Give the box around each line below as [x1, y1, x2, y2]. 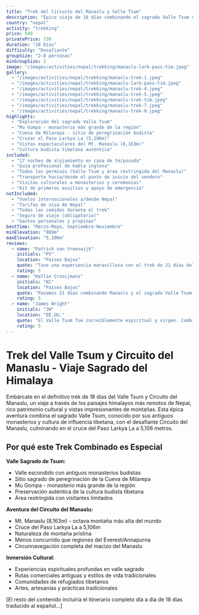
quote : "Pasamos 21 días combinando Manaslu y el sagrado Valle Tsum [17, 290, 192, 296]
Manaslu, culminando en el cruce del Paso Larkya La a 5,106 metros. [6, 425, 174, 432]
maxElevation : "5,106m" [6, 235, 65, 241]
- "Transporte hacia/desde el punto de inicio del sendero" [11, 174, 163, 180]
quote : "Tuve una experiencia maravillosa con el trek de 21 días [17, 262, 184, 269]
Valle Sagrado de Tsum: [6, 458, 66, 465]
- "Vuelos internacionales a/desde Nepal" [11, 196, 118, 202]
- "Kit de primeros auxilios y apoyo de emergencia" [11, 185, 145, 191]
